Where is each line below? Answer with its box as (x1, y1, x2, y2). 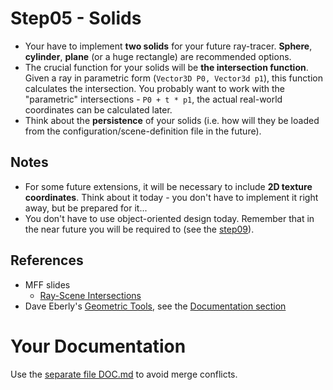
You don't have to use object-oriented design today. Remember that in (24, 212, 315, 224)
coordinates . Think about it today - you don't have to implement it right (24, 191, 319, 203)
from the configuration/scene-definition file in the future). (24, 125, 262, 137)
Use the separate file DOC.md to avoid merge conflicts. (10, 368, 238, 380)
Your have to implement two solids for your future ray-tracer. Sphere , (24, 40, 313, 52)
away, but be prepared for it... (24, 202, 148, 214)
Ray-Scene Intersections (39, 289, 142, 301)
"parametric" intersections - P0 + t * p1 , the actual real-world (24, 93, 283, 105)
